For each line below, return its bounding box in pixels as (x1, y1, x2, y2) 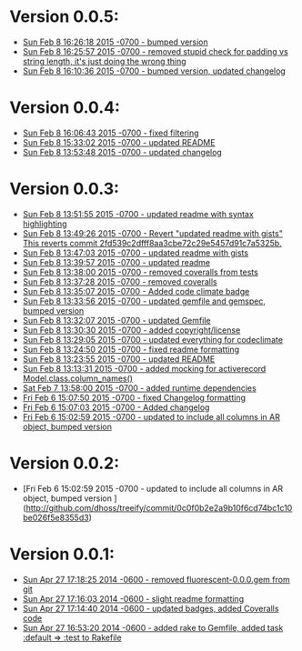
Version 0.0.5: (9, 6, 120, 27)
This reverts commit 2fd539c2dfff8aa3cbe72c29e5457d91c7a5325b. (22, 237, 282, 248)
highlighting (22, 218, 67, 229)
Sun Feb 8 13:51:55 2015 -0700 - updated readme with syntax (22, 208, 255, 219)
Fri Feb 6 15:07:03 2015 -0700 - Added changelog (22, 402, 210, 413)
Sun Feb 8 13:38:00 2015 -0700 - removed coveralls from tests (22, 266, 259, 277)
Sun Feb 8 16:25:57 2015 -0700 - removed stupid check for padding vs (22, 45, 288, 56)
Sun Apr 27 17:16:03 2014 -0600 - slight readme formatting (22, 593, 244, 604)
